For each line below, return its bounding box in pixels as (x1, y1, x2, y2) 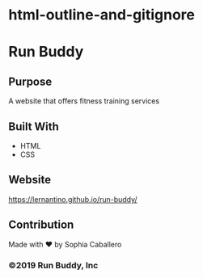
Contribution (8, 218, 74, 232)
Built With (8, 120, 59, 133)
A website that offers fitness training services (8, 96, 160, 106)
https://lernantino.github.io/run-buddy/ (8, 194, 137, 204)
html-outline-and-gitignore (8, 6, 196, 24)
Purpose (8, 74, 53, 88)
